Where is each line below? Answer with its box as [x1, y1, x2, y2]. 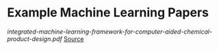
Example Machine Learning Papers [7, 5, 209, 21]
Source [64, 34, 84, 42]
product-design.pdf [7, 34, 63, 42]
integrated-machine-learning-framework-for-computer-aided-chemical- [7, 27, 213, 36]
